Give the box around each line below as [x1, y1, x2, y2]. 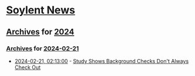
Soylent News [6, 4, 75, 17]
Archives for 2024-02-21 [6, 44, 79, 53]
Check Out [14, 64, 41, 71]
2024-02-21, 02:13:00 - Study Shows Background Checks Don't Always [14, 57, 189, 64]
